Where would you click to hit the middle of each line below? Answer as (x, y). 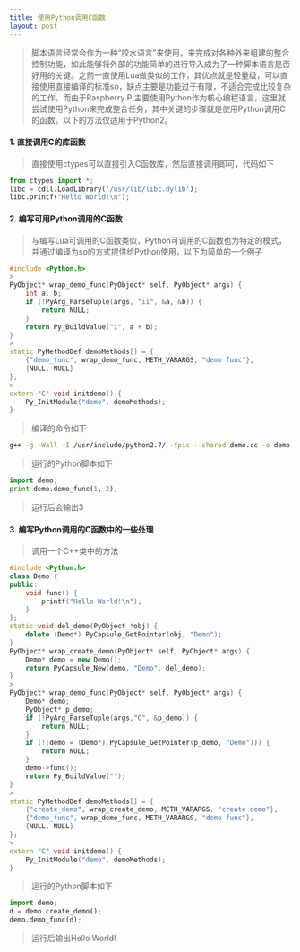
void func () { (51, 593)
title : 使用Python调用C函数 (57, 17)
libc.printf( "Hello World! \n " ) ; (69, 197)
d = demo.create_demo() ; (56, 912)
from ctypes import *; (51, 180)
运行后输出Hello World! (73, 939)
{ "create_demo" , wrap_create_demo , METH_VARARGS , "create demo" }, (152, 809)
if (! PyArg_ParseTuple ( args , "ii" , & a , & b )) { (114, 302)
